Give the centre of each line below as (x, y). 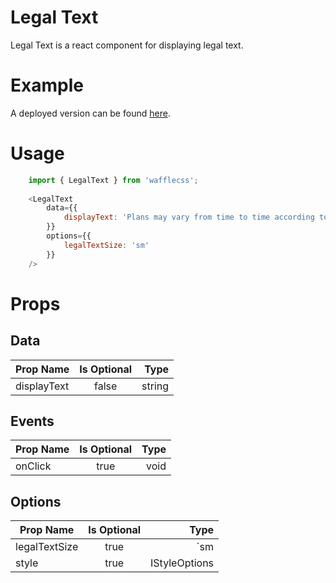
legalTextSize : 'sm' (106, 245)
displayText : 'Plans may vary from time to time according (189, 217)
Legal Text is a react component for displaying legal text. (127, 45)
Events (32, 421)
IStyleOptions (182, 563)
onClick (33, 466)
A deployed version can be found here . (90, 113)
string (155, 386)
